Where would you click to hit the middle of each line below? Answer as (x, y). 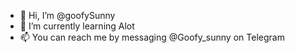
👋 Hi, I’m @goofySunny (67, 15)
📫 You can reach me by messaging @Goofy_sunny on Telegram (152, 37)
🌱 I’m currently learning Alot (77, 26)
